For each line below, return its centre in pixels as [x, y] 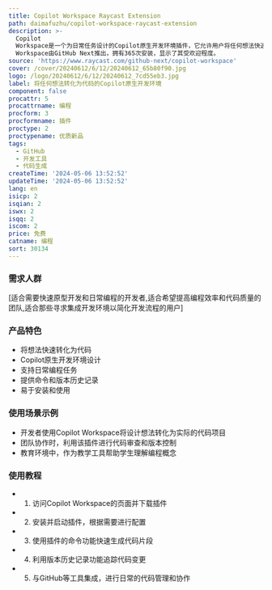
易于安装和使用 [45, 390]
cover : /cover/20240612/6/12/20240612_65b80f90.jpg [97, 69]
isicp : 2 [23, 196]
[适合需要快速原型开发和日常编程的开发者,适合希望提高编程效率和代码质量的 [135, 298]
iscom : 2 [23, 226]
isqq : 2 [21, 219]
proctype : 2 [28, 129]
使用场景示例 [34, 413]
